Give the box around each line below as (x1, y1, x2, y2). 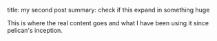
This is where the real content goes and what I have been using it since (7, 19, 209, 27)
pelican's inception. (7, 27, 63, 34)
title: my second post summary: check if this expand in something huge (7, 6, 210, 14)
